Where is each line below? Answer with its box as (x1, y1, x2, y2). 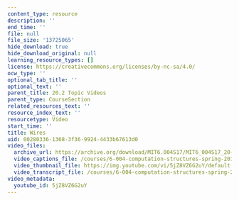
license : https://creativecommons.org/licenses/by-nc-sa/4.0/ (7, 63, 196, 70)
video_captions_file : (14, 155, 78, 163)
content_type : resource (7, 10, 78, 18)
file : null (7, 30, 40, 38)
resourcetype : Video (7, 116, 69, 123)
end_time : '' (7, 23, 46, 30)
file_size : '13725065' (7, 37, 75, 44)
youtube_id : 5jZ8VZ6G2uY (14, 182, 87, 189)
